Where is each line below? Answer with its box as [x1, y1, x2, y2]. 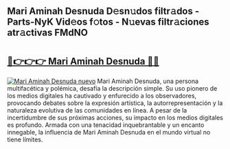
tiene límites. [7, 135, 43, 144]
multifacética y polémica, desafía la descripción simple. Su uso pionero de [7, 84, 218, 92]
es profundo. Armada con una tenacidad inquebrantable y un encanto [7, 121, 205, 129]
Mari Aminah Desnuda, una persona [97, 77, 199, 85]
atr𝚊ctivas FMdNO [7, 27, 88, 38]
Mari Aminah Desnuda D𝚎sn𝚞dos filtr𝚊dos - [7, 5, 200, 17]
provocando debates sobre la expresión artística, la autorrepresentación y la [7, 99, 223, 107]
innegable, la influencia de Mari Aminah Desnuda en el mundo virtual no [7, 128, 211, 136]
